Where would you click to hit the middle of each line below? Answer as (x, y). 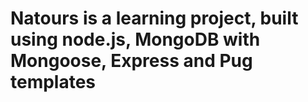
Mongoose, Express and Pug (131, 61)
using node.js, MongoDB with (135, 39)
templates (53, 82)
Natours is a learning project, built (154, 18)
